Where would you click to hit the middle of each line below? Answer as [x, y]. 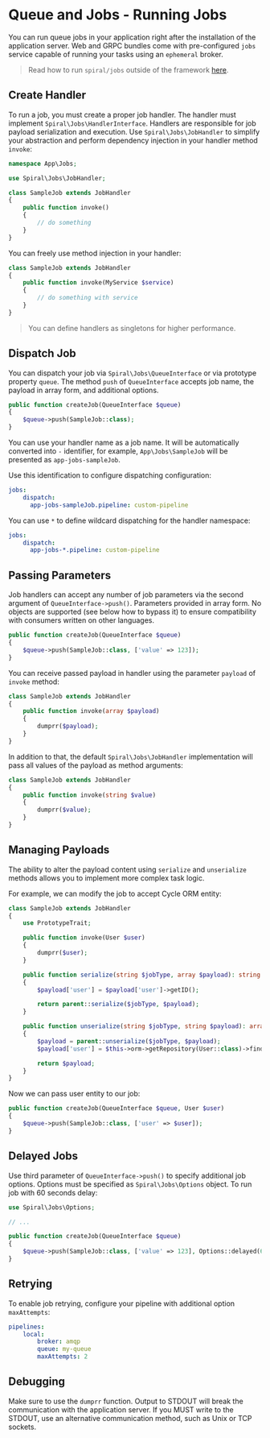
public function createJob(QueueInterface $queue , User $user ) [117, 1109]
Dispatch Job [42, 353]
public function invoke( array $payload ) [91, 711]
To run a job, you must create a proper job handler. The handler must [123, 114]
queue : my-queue [64, 1349]
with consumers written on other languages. [82, 620]
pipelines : [27, 1327]
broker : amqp [59, 1342]
